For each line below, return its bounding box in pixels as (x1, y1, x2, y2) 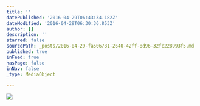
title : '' (6, 9, 32, 15)
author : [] (6, 26, 34, 32)
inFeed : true (6, 54, 40, 60)
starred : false (6, 37, 45, 43)
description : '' (6, 32, 47, 38)
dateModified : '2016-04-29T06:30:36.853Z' (6, 20, 116, 26)
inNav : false (6, 65, 40, 72)
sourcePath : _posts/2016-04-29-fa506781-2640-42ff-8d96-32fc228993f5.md (6, 43, 195, 49)
